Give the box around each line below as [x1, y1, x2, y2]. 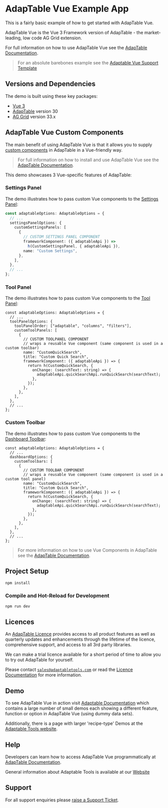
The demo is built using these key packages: [5, 93, 98, 99]
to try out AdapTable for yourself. [5, 657, 74, 663]
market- [144, 29, 161, 35]
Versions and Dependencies [5, 80, 96, 88]
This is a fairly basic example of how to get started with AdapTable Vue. [5, 20, 154, 26]
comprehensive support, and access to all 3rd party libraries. [5, 642, 132, 648]
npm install [5, 580, 30, 585]
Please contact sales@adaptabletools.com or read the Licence [5, 666, 133, 673]
